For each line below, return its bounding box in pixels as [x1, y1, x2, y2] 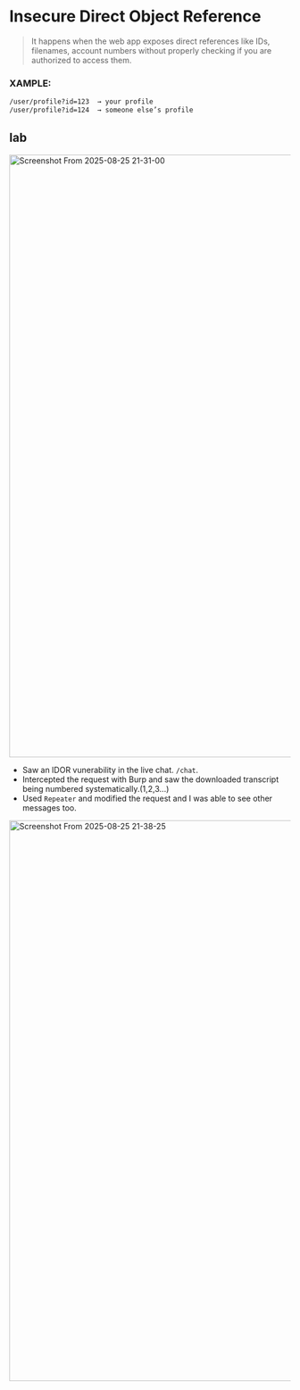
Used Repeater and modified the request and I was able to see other [21, 793, 273, 803]
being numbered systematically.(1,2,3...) [21, 783, 170, 794]
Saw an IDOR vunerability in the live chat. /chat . [21, 764, 199, 775]
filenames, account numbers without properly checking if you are [30, 45, 272, 55]
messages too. [21, 802, 78, 813]
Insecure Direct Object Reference [9, 6, 262, 27]
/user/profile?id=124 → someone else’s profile [9, 105, 194, 115]
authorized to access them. [30, 54, 132, 65]
